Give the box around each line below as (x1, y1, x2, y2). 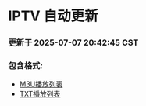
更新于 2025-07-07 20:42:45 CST (8, 37, 139, 48)
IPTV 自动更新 (8, 7, 99, 25)
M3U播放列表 (19, 79, 63, 89)
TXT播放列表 (19, 90, 61, 99)
